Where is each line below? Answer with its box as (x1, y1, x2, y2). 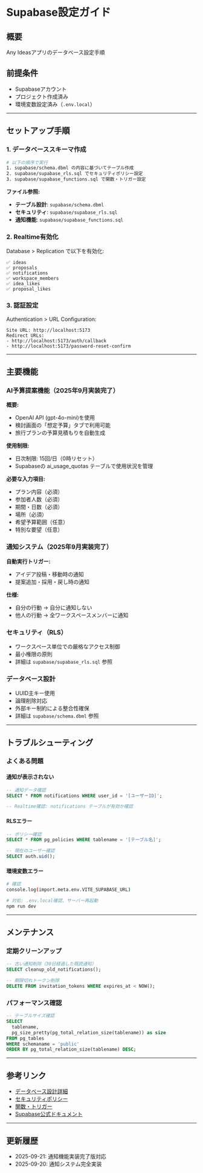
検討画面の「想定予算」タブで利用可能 (14, 421, 111, 429)
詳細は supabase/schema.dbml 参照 (14, 712, 99, 719)
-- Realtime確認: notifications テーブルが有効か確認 (6, 804, 134, 810)
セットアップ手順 (6, 125, 70, 136)
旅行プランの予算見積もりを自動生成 (14, 429, 106, 437)
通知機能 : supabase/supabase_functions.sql (14, 216, 124, 223)
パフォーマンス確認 (6, 999, 62, 1007)
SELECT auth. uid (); (6, 853, 56, 860)
